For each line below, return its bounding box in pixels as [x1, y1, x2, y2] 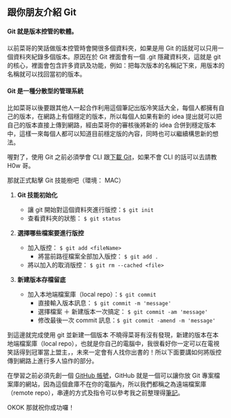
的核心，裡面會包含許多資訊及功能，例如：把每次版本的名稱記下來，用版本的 [7, 61, 225, 69]
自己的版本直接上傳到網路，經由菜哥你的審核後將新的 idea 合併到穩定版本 [7, 120, 216, 129]
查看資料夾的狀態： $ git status [27, 213, 121, 222]
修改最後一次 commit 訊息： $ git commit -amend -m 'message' [37, 316, 216, 324]
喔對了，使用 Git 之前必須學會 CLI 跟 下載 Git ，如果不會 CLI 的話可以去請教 [7, 153, 217, 161]
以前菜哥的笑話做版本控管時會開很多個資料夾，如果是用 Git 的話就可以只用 [7, 44, 219, 52]
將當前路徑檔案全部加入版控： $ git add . [37, 251, 159, 260]
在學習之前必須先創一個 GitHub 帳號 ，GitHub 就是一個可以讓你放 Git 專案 [7, 371, 214, 379]
